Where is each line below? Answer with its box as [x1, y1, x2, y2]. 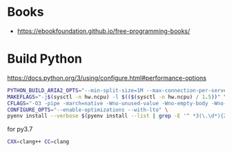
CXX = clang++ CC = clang [7, 138, 70, 145]
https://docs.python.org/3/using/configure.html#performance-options [7, 74, 207, 82]
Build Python [7, 51, 83, 67]
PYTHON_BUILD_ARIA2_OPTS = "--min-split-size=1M [7, 87, 144, 94]
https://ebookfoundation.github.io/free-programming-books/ [17, 27, 191, 35]
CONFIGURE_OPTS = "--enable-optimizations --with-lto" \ [7, 106, 168, 113]
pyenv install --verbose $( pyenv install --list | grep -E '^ [7, 113, 190, 120]
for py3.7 [7, 125, 33, 133]
